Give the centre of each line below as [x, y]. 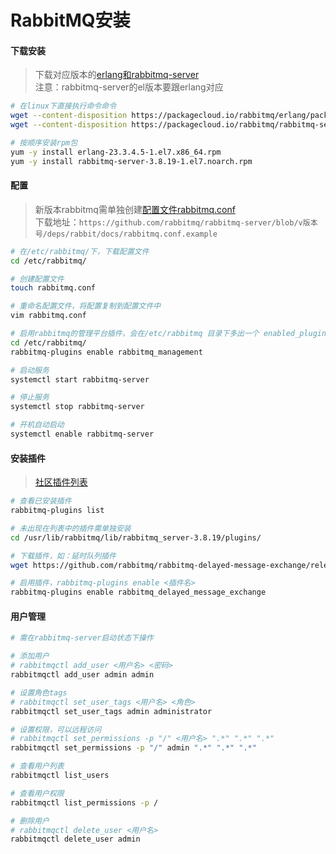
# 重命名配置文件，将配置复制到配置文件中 [86, 306]
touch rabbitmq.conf [53, 288]
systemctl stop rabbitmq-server [77, 407]
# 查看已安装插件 [41, 501]
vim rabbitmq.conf [48, 316]
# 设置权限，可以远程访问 [56, 729]
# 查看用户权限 [37, 793]
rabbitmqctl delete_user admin [75, 839]
